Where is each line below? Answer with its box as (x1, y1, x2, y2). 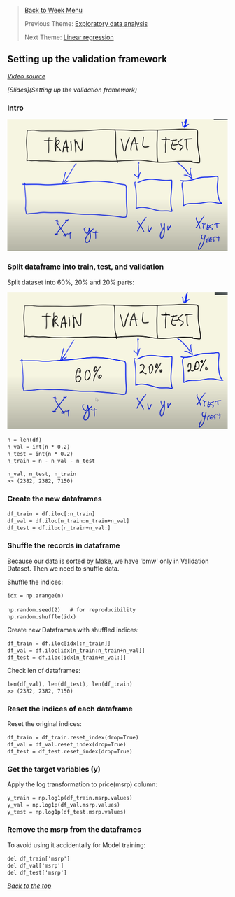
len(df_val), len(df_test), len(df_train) (7, 681, 133, 688)
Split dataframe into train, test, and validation (7, 262, 164, 272)
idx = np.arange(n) (7, 592, 64, 599)
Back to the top (7, 882, 52, 890)
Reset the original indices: (7, 720, 82, 728)
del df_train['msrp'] (7, 855, 71, 862)
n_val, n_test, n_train (7, 471, 77, 478)
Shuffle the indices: (7, 578, 64, 586)
